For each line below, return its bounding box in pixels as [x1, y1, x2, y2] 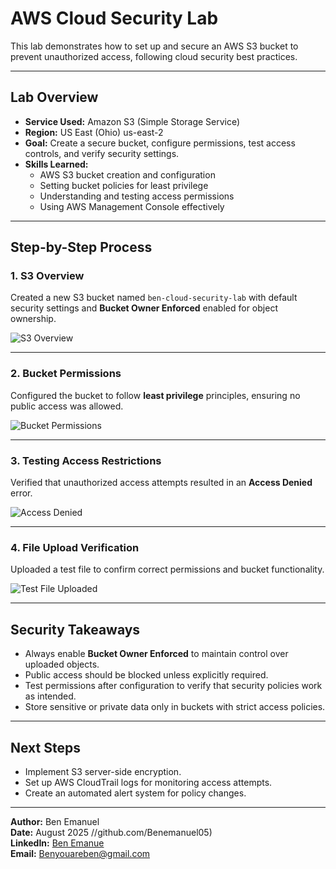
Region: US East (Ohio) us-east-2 [24, 126, 164, 138]
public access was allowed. [10, 400, 124, 412]
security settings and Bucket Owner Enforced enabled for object [10, 302, 278, 314]
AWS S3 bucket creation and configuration [39, 168, 216, 181]
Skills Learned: [24, 158, 89, 170]
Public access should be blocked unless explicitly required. [24, 669, 269, 681]
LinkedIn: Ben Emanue [10, 837, 105, 849]
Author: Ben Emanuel [10, 815, 100, 827]
